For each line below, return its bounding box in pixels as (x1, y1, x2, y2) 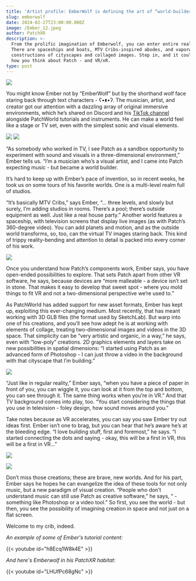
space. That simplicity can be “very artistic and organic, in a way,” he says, (6, 332, 186, 340)
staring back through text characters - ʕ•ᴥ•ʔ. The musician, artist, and (6, 97, 175, 104)
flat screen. (6, 511, 34, 518)
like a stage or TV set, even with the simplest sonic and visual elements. (6, 122, 179, 129)
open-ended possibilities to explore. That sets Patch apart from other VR (6, 271, 181, 278)
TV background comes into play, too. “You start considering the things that (6, 398, 185, 405)
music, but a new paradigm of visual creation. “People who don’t (6, 487, 162, 494)
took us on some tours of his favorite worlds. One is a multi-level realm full (6, 182, 185, 189)
